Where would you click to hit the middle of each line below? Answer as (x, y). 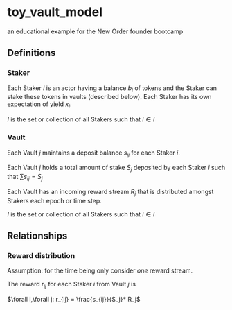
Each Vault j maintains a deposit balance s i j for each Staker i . (93, 153)
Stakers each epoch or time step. (54, 200)
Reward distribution (41, 256)
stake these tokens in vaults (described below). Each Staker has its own (109, 97)
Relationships (37, 236)
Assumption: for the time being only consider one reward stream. (100, 270)
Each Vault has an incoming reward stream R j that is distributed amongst (110, 192)
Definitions (32, 53)
